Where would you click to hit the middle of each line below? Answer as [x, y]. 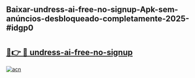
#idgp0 [20, 28]
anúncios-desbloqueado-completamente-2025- [98, 19]
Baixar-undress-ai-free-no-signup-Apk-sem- [92, 10]
